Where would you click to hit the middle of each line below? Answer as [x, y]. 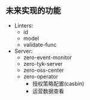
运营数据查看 [48, 91]
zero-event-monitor [48, 57]
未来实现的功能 [33, 11]
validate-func [40, 44]
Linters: [24, 25]
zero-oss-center [43, 70]
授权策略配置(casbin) [58, 83]
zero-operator [40, 76]
